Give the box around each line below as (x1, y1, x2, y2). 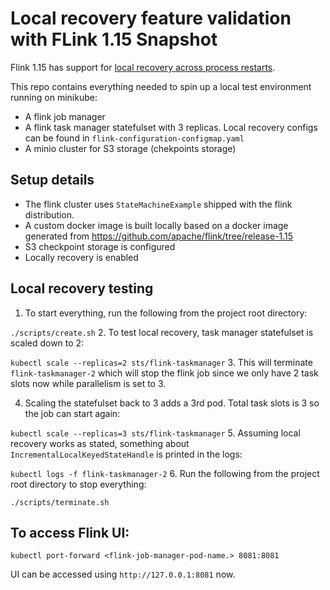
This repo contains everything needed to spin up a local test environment (10, 80, 312, 92)
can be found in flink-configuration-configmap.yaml (24, 132, 245, 144)
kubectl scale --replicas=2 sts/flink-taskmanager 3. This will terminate (10, 356, 313, 368)
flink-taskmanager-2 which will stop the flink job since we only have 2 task (10, 367, 319, 379)
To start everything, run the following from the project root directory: (24, 307, 308, 319)
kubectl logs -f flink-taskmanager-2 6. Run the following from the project (10, 467, 320, 479)
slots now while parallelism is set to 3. (10, 377, 167, 389)
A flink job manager (24, 110, 106, 122)
